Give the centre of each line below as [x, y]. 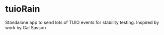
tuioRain [23, 9]
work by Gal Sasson [26, 27]
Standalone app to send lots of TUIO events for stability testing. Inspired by [82, 22]
